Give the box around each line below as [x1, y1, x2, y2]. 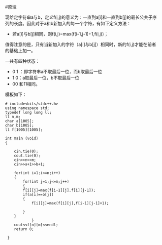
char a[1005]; [5, 119, 34, 123]
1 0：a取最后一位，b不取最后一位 [12, 75, 80, 81]
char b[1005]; [5, 123, 34, 128]
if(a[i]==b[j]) [23, 192, 54, 197]
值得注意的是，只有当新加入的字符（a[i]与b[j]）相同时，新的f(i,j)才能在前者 [5, 41, 157, 47]
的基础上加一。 [5, 48, 35, 53]
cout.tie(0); [14, 153, 41, 158]
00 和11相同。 [12, 81, 40, 87]
